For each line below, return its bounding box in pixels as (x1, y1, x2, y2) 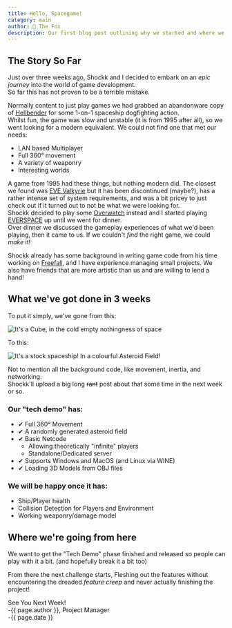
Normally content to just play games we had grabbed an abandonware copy (8, 101, 224, 110)
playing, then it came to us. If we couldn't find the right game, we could (8, 230, 211, 239)
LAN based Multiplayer (17, 144, 84, 153)
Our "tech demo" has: (8, 404, 84, 414)
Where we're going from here (8, 531, 137, 543)
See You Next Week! (8, 598, 66, 607)
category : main (8, 17, 52, 23)
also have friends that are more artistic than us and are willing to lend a (8, 266, 210, 275)
